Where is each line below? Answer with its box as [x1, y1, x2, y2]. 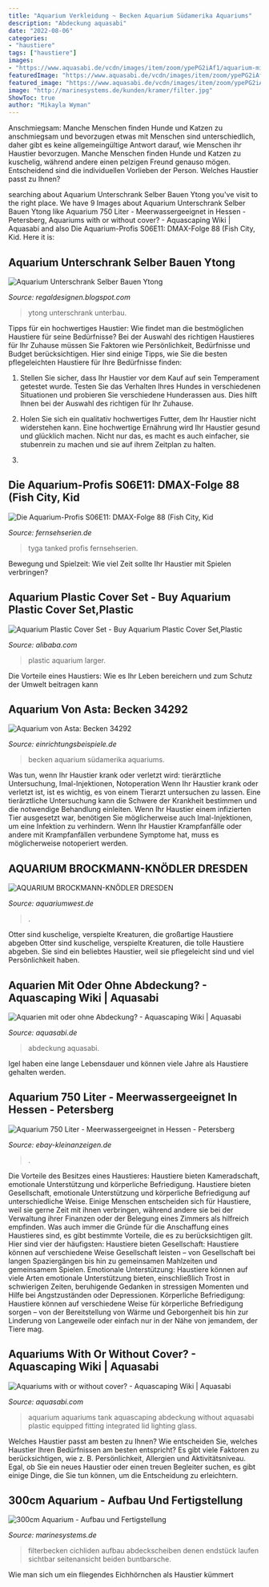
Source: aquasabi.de [8, 1028, 78, 1037]
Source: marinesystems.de [8, 1530, 98, 1540]
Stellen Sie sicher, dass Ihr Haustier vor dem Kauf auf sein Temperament [19, 373, 259, 382]
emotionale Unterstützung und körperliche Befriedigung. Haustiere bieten [8, 1179, 251, 1189]
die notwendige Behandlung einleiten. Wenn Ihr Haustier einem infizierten [8, 805, 251, 814]
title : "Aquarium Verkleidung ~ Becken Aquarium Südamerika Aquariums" [8, 11, 252, 20]
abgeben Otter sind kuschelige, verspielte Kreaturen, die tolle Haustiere [8, 939, 244, 948]
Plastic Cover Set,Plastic [8, 603, 134, 617]
